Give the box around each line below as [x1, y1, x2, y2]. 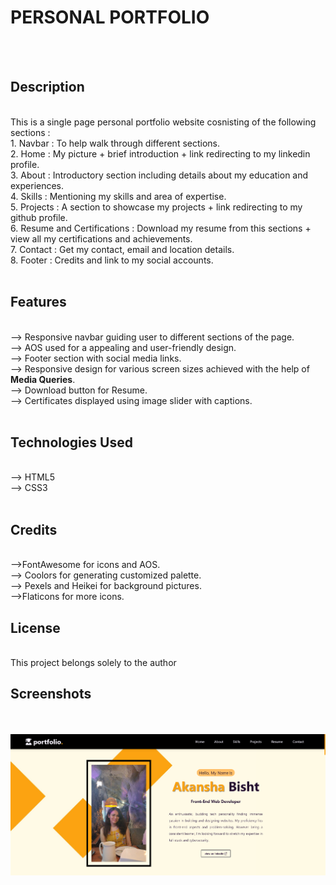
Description [10, 79, 85, 96]
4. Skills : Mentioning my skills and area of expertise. [10, 190, 227, 202]
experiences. [10, 179, 65, 191]
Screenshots [10, 686, 92, 703]
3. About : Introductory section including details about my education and [10, 169, 309, 181]
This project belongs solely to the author [10, 657, 177, 668]
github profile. [10, 211, 68, 223]
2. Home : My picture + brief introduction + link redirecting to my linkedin [10, 147, 311, 160]
